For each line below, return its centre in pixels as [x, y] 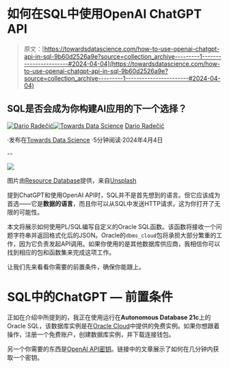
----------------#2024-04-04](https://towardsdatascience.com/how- [122, 64]
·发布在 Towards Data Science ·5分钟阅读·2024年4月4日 [85, 140]
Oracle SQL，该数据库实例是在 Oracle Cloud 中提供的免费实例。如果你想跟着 [113, 326]
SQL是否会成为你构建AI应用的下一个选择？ [97, 109]
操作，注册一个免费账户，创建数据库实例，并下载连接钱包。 [91, 334]
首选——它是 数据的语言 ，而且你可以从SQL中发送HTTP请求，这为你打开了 [111, 203]
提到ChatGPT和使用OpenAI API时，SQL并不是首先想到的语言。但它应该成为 [114, 195]
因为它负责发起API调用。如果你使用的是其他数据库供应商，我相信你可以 [120, 244]
